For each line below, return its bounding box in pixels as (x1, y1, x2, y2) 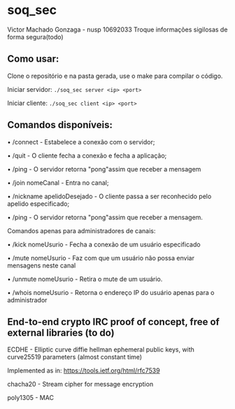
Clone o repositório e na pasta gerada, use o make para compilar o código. (7, 71, 223, 80)
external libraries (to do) (7, 326, 115, 338)
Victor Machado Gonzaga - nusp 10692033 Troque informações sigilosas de (7, 25, 228, 34)
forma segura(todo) (7, 32, 64, 41)
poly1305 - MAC (7, 394, 55, 402)
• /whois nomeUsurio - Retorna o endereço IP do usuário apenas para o (7, 288, 215, 296)
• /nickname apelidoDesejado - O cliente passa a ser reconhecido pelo (7, 192, 212, 200)
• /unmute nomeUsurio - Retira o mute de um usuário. (7, 275, 163, 283)
